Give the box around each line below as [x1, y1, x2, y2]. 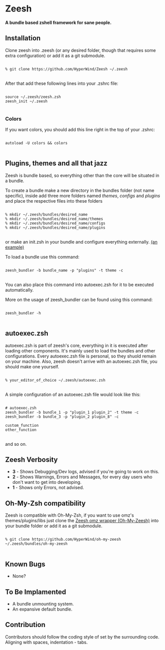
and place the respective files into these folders [5, 198, 103, 204]
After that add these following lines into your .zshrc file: [5, 80, 118, 86]
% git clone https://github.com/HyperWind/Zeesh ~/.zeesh [5, 66, 128, 71]
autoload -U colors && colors [5, 141, 68, 146]
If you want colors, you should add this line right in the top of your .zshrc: [5, 127, 155, 133]
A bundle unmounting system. [12, 601, 74, 607]
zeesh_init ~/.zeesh [5, 98, 48, 104]
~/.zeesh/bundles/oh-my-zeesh [5, 541, 68, 547]
